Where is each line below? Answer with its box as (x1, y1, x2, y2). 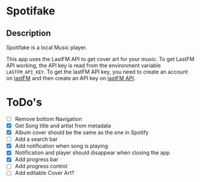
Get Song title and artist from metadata (14, 122, 111, 129)
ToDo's (6, 96, 43, 109)
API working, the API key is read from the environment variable (6, 62, 161, 69)
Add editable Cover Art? (14, 169, 75, 177)
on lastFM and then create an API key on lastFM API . (6, 75, 136, 81)
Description (6, 28, 51, 38)
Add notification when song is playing (14, 142, 108, 150)
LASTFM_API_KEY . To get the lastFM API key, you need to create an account (6, 68, 188, 75)
